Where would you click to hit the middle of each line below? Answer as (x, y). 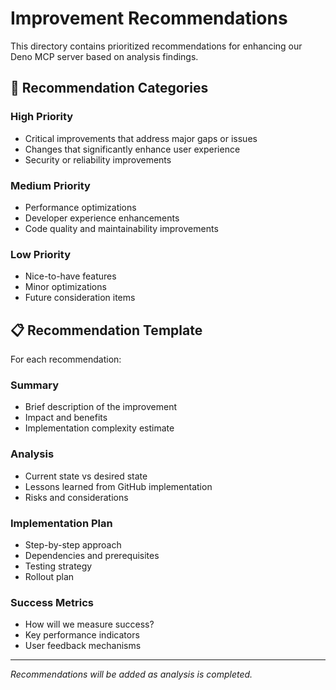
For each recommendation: (66, 359)
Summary (35, 385)
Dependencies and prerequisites (92, 555)
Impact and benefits (66, 418)
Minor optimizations (65, 287)
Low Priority (41, 254)
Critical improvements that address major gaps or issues (141, 138)
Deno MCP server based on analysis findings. (104, 56)
